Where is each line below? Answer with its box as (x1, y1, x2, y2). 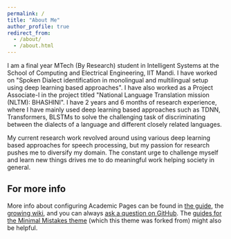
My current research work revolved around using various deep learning (7, 134, 211, 142)
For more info (7, 183, 66, 195)
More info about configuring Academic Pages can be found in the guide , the (7, 202, 224, 210)
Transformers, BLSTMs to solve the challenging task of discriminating (7, 113, 206, 121)
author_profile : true (7, 23, 70, 30)
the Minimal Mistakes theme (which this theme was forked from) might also (7, 216, 222, 224)
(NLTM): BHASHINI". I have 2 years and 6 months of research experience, (7, 98, 217, 106)
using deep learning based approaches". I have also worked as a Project (7, 84, 213, 91)
